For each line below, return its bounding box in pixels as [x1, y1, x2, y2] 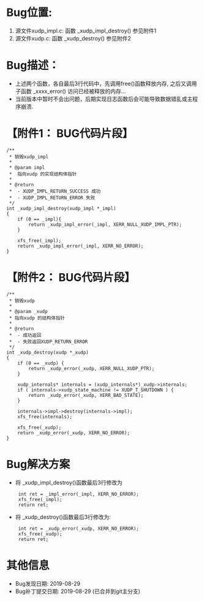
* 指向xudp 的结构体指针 [9, 315, 66, 321]
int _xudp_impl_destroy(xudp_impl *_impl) [6, 205, 116, 211]
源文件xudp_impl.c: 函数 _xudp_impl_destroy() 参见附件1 [15, 27, 157, 34]
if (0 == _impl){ [17, 216, 62, 222]
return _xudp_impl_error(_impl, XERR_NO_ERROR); [17, 243, 144, 249]
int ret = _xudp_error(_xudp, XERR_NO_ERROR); [18, 525, 139, 532]
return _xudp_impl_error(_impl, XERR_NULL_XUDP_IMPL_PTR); [28, 221, 183, 227]
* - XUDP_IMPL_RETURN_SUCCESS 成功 [9, 188, 101, 194]
